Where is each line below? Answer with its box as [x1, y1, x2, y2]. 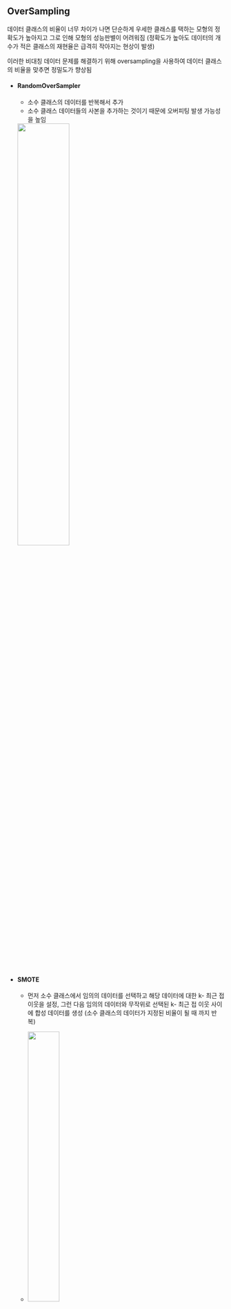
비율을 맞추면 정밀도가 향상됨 [14, 65, 92, 73]
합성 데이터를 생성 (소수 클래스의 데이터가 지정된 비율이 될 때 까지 [34, 1009, 210, 1017]
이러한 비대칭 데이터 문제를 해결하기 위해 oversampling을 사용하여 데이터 [7, 57, 204, 65]
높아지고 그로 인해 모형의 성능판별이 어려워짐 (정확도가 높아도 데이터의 [25, 33, 214, 42]
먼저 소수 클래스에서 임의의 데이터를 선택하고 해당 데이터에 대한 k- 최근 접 [27, 991, 225, 1000]
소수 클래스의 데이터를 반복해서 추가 [27, 98, 124, 107]
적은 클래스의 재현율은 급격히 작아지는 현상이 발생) [19, 42, 155, 51]
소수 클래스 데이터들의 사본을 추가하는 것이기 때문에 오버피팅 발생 [27, 107, 203, 115]
